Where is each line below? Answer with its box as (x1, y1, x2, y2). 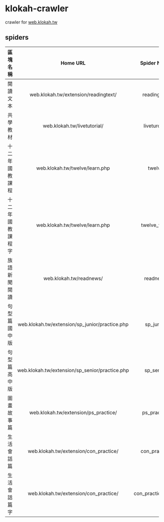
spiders (5, 33, 29, 42)
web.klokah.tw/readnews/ (43, 275, 103, 282)
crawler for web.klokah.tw (5, 19, 58, 25)
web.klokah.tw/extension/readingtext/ (29, 91, 117, 98)
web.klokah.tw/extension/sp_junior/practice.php (18, 321, 129, 327)
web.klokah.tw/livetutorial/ (42, 122, 103, 129)
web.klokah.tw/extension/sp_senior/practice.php (17, 367, 129, 373)
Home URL (61, 59, 86, 66)
